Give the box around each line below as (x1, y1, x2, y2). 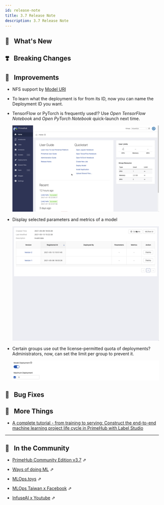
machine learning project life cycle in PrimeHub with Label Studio (12, 425, 143, 431)
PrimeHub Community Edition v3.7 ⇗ (12, 457, 86, 463)
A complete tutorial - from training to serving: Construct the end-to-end (12, 420, 156, 426)
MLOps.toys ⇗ (12, 476, 41, 482)
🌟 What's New (5, 37, 52, 45)
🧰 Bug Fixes (5, 390, 44, 399)
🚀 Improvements (5, 73, 60, 82)
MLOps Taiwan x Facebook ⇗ (12, 485, 72, 491)
